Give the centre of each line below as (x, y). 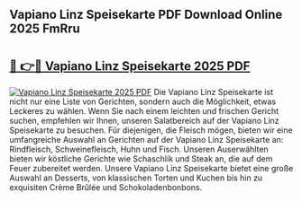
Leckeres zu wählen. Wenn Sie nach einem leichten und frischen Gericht (144, 111)
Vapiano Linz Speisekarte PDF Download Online (146, 15)
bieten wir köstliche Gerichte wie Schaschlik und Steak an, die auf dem (141, 159)
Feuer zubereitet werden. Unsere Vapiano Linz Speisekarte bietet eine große (151, 168)
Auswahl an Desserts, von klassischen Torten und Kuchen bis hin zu (136, 178)
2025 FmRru (45, 29)
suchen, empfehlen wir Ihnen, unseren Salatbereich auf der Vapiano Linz (144, 121)
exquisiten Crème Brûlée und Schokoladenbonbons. (106, 187)
